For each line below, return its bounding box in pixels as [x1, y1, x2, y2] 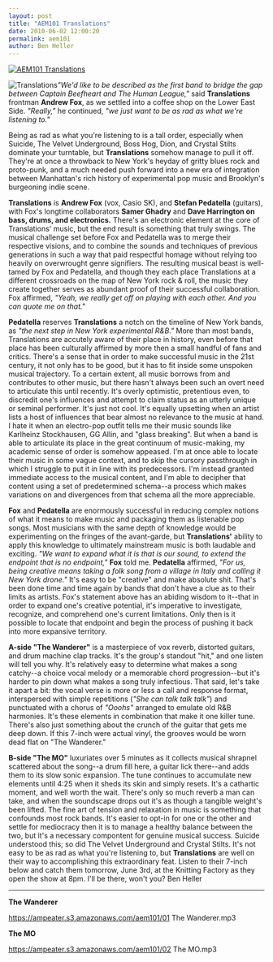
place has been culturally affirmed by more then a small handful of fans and [8, 343, 262, 353]
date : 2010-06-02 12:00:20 [8, 27, 100, 35]
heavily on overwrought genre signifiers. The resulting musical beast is [8, 258, 246, 268]
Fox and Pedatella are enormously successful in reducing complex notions [8, 505, 259, 516]
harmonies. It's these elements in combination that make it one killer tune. [8, 712, 256, 721]
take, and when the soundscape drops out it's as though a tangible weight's [8, 796, 262, 806]
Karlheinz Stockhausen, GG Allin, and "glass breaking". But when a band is [8, 430, 258, 440]
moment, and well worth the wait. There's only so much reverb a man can [8, 787, 255, 797]
